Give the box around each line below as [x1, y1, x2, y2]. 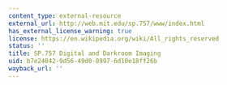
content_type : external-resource [8, 11, 122, 20]
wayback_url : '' [8, 65, 63, 73]
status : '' [8, 42, 45, 50]
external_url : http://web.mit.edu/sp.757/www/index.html [8, 19, 205, 28]
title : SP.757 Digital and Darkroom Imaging [8, 49, 161, 57]
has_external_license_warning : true [8, 27, 132, 35]
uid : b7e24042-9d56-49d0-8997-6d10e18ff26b [8, 57, 158, 66]
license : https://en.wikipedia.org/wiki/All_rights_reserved [8, 34, 220, 43]
